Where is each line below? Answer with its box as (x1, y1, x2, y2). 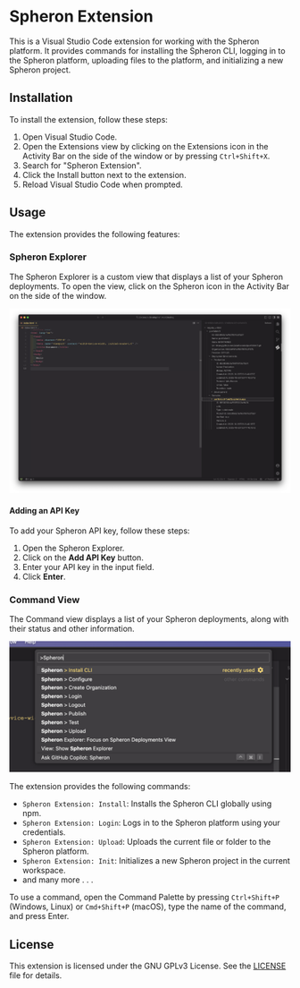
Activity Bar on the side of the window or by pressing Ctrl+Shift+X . (21, 150, 271, 161)
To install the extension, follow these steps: (9, 114, 168, 124)
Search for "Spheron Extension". (21, 159, 142, 171)
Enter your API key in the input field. (21, 561, 154, 572)
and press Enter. (9, 911, 70, 922)
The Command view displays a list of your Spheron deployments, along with (9, 613, 289, 624)
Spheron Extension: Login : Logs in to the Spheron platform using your (21, 817, 281, 829)
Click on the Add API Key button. (21, 552, 145, 563)
